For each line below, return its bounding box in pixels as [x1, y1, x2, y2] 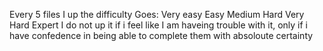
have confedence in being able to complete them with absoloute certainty [9, 30, 314, 41]
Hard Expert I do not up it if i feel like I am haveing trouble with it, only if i [9, 19, 309, 31]
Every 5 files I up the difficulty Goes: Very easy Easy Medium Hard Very [9, 9, 305, 20]
